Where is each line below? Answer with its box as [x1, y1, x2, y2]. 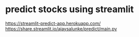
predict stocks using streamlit [5, 4, 134, 15]
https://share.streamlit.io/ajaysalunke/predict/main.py [5, 25, 117, 31]
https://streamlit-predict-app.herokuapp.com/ [5, 20, 101, 26]
